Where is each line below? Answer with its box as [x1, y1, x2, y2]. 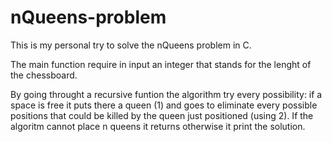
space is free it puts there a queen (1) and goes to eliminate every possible [10, 99, 318, 111]
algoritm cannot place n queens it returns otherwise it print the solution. [10, 120, 306, 132]
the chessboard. [10, 69, 78, 81]
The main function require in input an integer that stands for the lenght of [10, 58, 312, 70]
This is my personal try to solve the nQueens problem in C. [10, 39, 252, 51]
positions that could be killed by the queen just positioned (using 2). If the [10, 109, 314, 121]
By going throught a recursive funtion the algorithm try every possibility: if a [10, 88, 323, 100]
